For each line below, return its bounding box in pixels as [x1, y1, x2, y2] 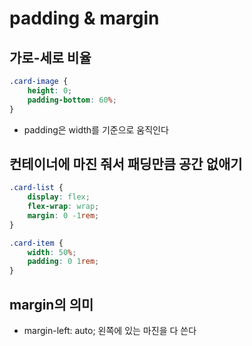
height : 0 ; [27, 85, 73, 96]
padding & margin [9, 7, 160, 30]
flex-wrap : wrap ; [27, 202, 100, 212]
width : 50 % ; [27, 247, 77, 257]
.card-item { [9, 238, 64, 248]
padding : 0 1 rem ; [27, 257, 100, 267]
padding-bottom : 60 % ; [27, 95, 117, 105]
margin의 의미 [9, 296, 94, 313]
